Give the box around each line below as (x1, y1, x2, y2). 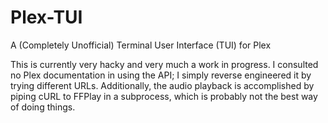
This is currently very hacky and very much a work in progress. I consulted (10, 58, 319, 70)
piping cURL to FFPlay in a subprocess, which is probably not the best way (10, 90, 318, 102)
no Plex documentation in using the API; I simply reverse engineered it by (10, 69, 312, 81)
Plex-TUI (10, 6, 83, 29)
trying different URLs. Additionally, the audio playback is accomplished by (10, 79, 315, 91)
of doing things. (10, 101, 76, 113)
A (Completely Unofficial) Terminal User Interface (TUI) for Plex (10, 39, 272, 51)
